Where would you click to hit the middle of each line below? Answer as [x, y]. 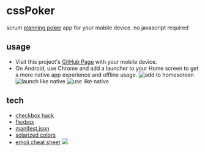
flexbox [25, 122]
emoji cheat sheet [38, 142]
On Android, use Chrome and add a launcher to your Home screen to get [107, 68]
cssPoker [31, 11]
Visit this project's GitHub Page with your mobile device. [86, 61]
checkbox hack [34, 115]
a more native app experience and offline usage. [76, 75]
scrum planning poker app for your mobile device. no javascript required [97, 28]
